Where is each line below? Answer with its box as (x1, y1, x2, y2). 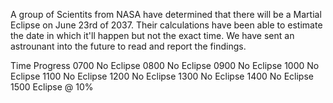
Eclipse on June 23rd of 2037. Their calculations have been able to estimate (10, 19, 323, 31)
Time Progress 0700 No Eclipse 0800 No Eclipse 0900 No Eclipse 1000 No (10, 60, 320, 71)
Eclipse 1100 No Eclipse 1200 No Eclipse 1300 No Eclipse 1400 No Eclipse (10, 70, 314, 82)
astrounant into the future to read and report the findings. (10, 40, 247, 52)
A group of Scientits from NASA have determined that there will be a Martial (10, 9, 322, 20)
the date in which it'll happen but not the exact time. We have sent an (10, 30, 295, 41)
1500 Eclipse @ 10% (10, 81, 94, 93)
